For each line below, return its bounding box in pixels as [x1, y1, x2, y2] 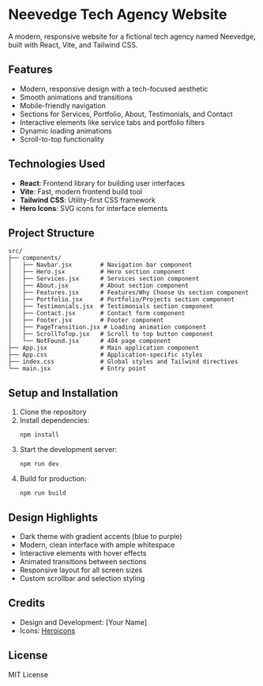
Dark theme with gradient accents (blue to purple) [19, 532, 183, 541]
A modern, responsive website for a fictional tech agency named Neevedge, [8, 32, 256, 41]
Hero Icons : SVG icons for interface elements [19, 203, 168, 213]
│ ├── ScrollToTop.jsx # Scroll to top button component [8, 330, 214, 338]
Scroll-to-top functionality [19, 134, 104, 144]
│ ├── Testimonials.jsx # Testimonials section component [8, 303, 214, 311]
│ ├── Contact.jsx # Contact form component [8, 310, 186, 318]
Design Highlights [8, 511, 99, 524]
